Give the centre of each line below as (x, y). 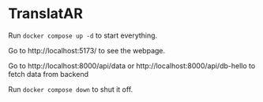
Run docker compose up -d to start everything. (83, 35)
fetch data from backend (49, 74)
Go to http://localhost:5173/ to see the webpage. (87, 50)
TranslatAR (45, 14)
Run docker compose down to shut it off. (71, 89)
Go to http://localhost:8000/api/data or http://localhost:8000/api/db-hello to (132, 66)
